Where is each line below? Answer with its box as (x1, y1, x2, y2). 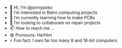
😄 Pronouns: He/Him (9, 32, 52, 38)
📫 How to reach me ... (9, 25, 55, 31)
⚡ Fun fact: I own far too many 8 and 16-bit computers (9, 37, 118, 43)
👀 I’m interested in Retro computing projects (9, 10, 98, 15)
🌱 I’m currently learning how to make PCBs (9, 15, 95, 20)
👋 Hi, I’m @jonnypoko (9, 5, 53, 10)
